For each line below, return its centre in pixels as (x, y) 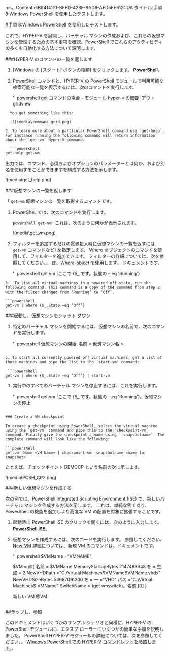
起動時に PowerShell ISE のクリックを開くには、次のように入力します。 (87, 522)
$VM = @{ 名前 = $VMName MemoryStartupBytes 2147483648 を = (84, 567)
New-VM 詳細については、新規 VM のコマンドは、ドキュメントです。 (85, 546)
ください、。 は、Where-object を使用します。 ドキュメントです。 (94, 263)
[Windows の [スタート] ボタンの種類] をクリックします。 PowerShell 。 (87, 70)
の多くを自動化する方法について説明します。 (52, 48)
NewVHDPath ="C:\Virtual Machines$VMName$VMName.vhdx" (94, 573)
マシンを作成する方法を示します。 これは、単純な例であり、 (87, 505)
